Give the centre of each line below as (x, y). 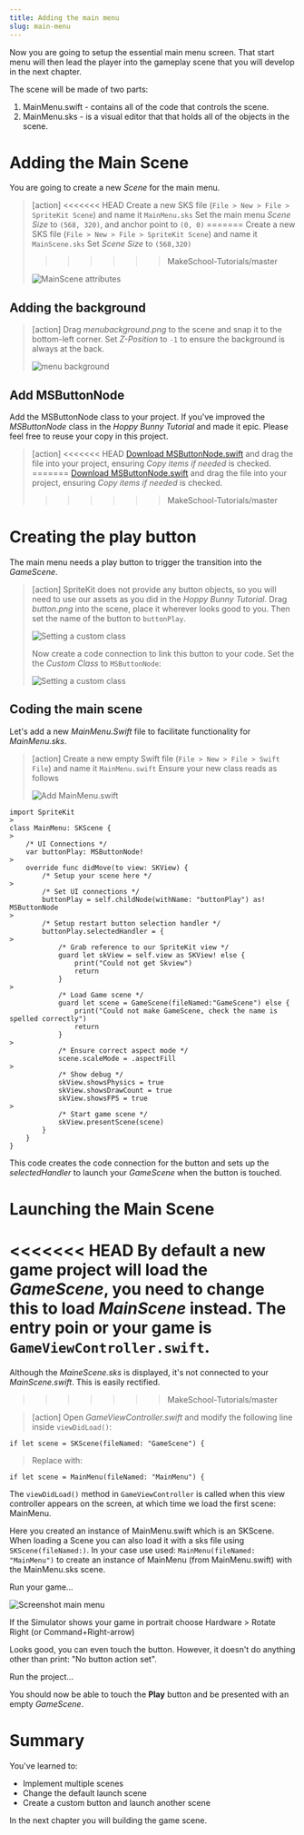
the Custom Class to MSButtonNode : (96, 663)
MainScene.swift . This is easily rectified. (85, 1382)
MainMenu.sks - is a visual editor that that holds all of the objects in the (156, 116)
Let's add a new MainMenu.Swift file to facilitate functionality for (130, 731)
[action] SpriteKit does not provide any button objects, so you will (154, 590)
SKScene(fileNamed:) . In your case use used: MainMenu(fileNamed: (132, 1550)
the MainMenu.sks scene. (58, 1569)
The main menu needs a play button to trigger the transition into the (136, 562)
